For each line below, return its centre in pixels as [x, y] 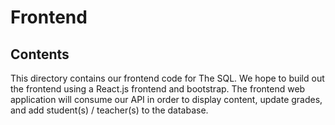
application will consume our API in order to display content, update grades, [166, 99]
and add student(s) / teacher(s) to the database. [109, 110]
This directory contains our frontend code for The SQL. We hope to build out [167, 78]
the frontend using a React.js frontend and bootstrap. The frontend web [158, 89]
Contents [40, 54]
